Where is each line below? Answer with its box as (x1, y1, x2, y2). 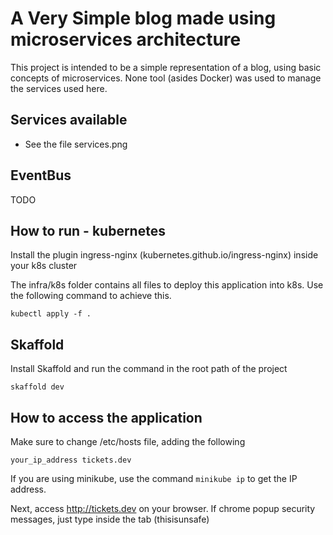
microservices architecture (10, 28, 242, 51)
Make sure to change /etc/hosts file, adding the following (10, 436, 246, 447)
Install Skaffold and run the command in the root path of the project (10, 363, 288, 375)
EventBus (10, 167, 72, 184)
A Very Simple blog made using (10, 7, 277, 30)
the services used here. (10, 82, 108, 94)
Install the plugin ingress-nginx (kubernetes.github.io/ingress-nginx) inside (10, 249, 319, 261)
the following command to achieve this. (10, 290, 172, 302)
